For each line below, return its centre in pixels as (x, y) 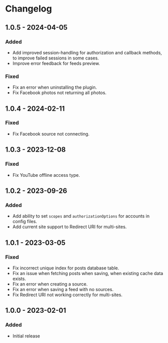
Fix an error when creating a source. (50, 284)
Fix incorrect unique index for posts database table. (66, 268)
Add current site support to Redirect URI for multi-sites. (69, 227)
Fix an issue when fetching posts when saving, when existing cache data (88, 273)
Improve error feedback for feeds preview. (56, 63)
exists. (19, 279)
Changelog (29, 9)
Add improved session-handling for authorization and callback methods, (87, 52)
